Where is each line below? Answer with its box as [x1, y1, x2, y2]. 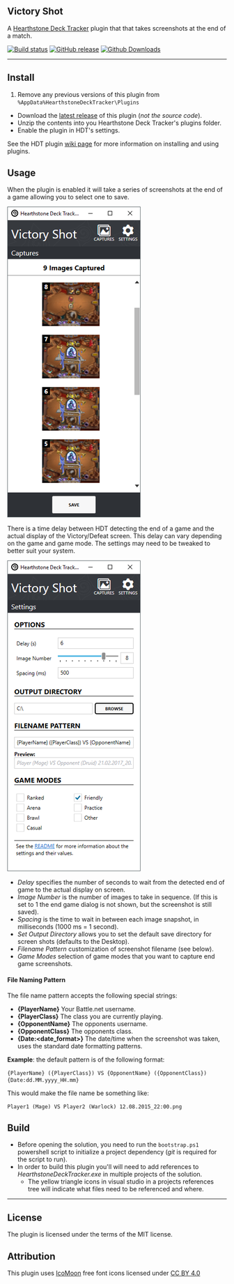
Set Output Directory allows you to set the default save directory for [17, 930, 212, 938]
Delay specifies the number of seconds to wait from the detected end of [17, 878, 225, 887]
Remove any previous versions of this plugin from [17, 90, 160, 98]
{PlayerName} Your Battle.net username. [17, 1004, 136, 1013]
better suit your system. [7, 547, 75, 555]
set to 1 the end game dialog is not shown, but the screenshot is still [17, 901, 212, 909]
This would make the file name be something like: [7, 1089, 150, 1097]
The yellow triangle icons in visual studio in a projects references [27, 1177, 214, 1186]
